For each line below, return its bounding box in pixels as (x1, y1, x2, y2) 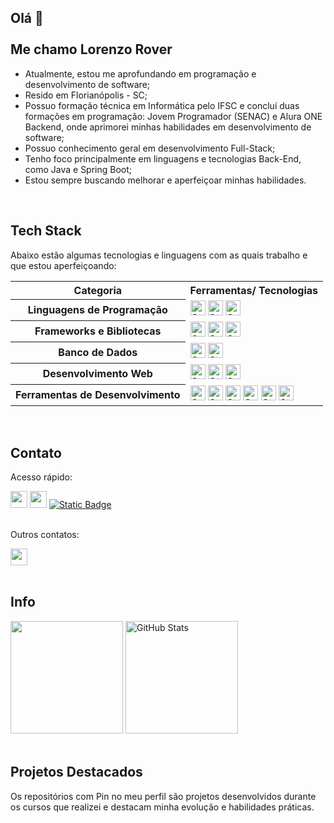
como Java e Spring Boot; (24, 163, 133, 175)
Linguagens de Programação (27, 303, 168, 317)
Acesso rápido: (10, 471, 73, 483)
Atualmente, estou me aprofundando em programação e (24, 67, 257, 80)
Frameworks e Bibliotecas (34, 324, 162, 338)
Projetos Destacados (10, 764, 143, 781)
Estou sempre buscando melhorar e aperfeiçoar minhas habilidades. (24, 174, 307, 186)
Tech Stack (10, 222, 82, 240)
